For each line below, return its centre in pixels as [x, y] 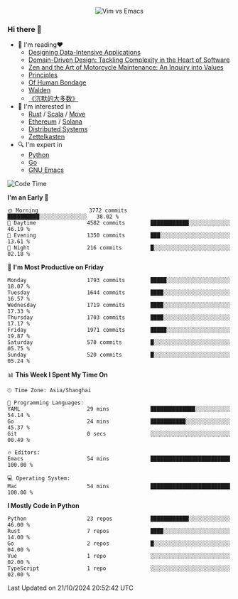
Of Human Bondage [57, 82]
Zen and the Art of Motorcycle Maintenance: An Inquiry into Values [126, 68]
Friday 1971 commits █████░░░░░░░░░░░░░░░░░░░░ [119, 330]
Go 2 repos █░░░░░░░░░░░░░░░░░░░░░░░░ [119, 544]
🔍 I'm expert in [40, 145]
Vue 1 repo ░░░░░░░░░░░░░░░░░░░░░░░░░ [119, 556]
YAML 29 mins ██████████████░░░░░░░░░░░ [119, 409]
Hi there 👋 [25, 29]
